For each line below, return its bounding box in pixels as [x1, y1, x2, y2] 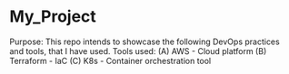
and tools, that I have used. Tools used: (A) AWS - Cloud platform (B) [9, 45, 267, 56]
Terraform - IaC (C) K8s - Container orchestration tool [9, 55, 212, 66]
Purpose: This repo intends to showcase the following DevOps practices [9, 36, 280, 47]
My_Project [9, 6, 97, 27]
